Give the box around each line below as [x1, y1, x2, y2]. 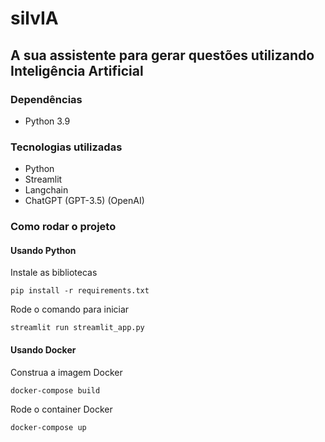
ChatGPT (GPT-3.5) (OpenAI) [24, 195, 145, 207]
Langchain [24, 184, 69, 196]
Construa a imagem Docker [10, 366, 123, 378]
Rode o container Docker [10, 403, 113, 415]
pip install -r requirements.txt [10, 286, 150, 296]
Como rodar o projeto [10, 220, 117, 234]
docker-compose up [10, 422, 87, 432]
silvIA [10, 7, 59, 30]
